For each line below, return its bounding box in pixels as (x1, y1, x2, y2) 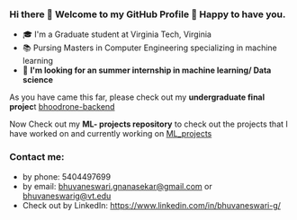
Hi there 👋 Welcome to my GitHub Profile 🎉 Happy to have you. (9, 8, 286, 21)
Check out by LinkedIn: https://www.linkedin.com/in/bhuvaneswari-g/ (22, 199, 282, 210)
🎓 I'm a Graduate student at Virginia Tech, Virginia (22, 29, 211, 40)
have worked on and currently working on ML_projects (9, 128, 212, 139)
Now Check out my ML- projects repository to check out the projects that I (9, 119, 288, 129)
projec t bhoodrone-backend (9, 101, 115, 112)
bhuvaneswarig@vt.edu (22, 190, 112, 201)
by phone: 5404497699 (22, 171, 111, 182)
